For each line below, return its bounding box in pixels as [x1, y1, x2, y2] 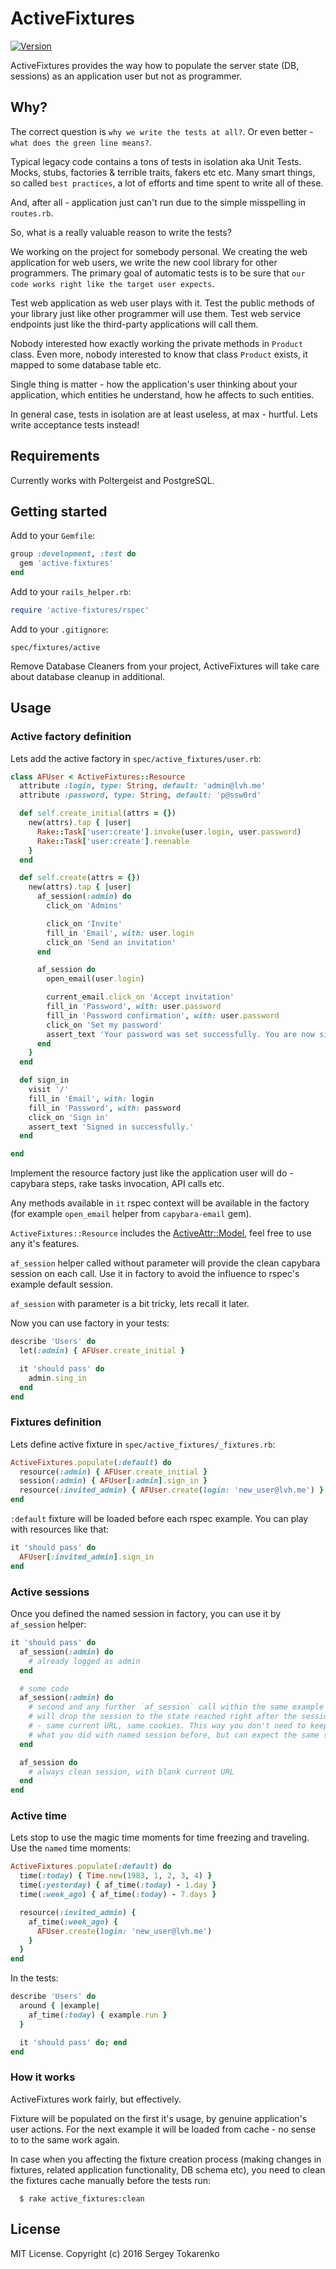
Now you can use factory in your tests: [10, 1317, 170, 1329]
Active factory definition [10, 730, 132, 744]
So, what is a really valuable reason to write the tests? [10, 226, 232, 238]
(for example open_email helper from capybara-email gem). [10, 1208, 252, 1220]
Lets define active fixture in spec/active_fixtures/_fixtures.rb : [10, 1438, 276, 1450]
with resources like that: [10, 1523, 110, 1536]
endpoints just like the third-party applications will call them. [10, 318, 259, 330]
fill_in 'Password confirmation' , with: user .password [46, 1010, 280, 1021]
